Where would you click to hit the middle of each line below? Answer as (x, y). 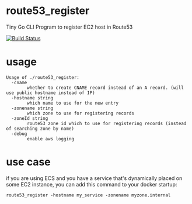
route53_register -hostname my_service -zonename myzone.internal (88, 195)
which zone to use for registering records (81, 113)
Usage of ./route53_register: (43, 77)
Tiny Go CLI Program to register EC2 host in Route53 (69, 27)
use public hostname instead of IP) (50, 93)
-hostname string (32, 98)
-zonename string (32, 108)
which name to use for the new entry (73, 103)
